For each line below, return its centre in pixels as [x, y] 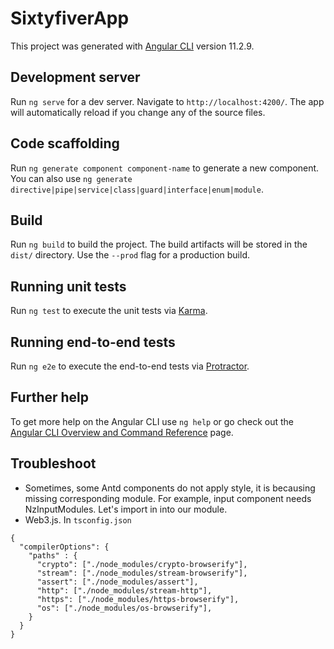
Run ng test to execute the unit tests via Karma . [109, 311]
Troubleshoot [53, 463]
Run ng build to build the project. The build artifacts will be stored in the [159, 244]
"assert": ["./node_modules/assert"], [117, 582]
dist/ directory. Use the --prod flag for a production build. [130, 255]
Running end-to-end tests [93, 342]
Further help [50, 397]
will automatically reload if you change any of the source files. [138, 112]
